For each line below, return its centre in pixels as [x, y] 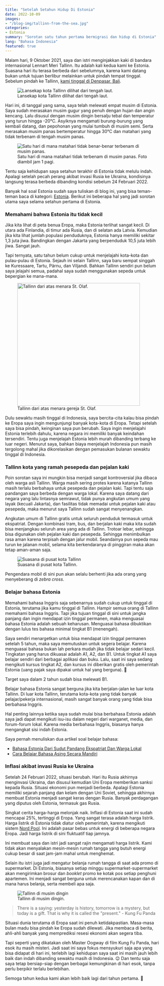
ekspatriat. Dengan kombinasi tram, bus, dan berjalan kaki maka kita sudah [81, 524]
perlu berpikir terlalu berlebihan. [37, 969]
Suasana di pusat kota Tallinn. [47, 564]
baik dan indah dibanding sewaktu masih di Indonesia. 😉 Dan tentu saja [78, 958]
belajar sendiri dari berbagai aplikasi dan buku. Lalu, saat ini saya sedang [79, 659]
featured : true [21, 46]
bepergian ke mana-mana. [32, 276]
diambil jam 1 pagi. [36, 161]
